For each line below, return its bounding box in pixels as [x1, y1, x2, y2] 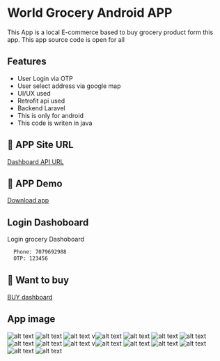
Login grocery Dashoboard [7, 235, 85, 244]
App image [7, 313, 56, 325]
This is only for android [17, 111, 84, 119]
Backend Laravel [17, 103, 65, 112]
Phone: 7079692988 [13, 249, 68, 256]
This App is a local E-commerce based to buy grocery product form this [7, 28, 214, 36]
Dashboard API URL [7, 157, 64, 165]
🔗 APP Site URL [7, 139, 74, 151]
